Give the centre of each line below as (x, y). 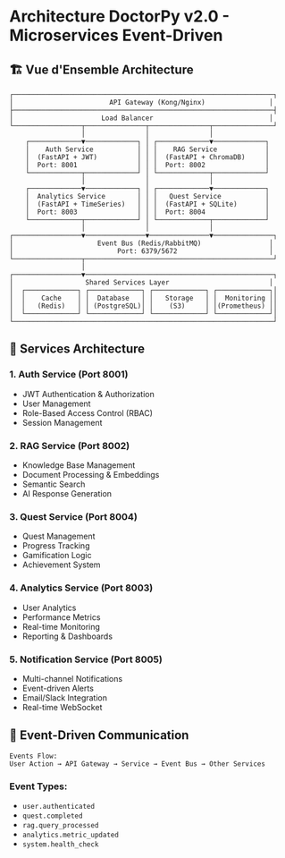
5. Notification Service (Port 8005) (86, 659)
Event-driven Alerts (58, 688)
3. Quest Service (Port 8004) (74, 516)
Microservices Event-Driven (116, 35)
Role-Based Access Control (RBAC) (88, 412)
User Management (56, 404)
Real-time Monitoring (61, 626)
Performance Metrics (61, 617)
